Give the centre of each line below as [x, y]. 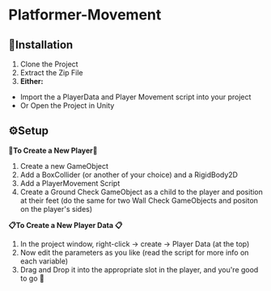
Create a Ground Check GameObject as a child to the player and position [141, 192]
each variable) [44, 261]
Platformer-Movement [85, 15]
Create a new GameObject [64, 166]
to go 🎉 [32, 278]
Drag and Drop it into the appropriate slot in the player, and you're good [139, 269]
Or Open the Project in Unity [67, 105]
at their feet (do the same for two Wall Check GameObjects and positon [139, 200]
